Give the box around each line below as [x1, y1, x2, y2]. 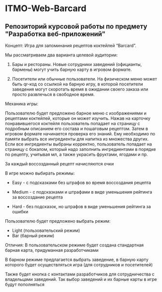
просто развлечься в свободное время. [12, 92, 95, 97]
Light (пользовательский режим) [12, 227, 80, 233]
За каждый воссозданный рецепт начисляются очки [5, 161, 114, 166]
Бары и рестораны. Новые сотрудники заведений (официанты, [12, 62, 142, 67]
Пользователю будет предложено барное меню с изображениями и [5, 110, 147, 116]
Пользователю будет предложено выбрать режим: [5, 218, 111, 224]
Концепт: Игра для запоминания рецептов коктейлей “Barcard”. [5, 43, 136, 49]
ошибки [12, 209, 29, 214]
